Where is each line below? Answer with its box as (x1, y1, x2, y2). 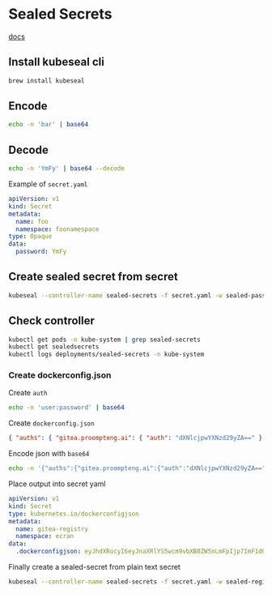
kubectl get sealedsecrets (8, 343, 100, 351)
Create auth (8, 388, 48, 398)
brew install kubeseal (8, 76, 85, 85)
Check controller (8, 314, 95, 328)
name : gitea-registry (15, 524, 89, 533)
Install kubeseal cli (8, 55, 105, 69)
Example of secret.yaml (8, 179, 88, 189)
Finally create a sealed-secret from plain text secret (8, 562, 181, 572)
